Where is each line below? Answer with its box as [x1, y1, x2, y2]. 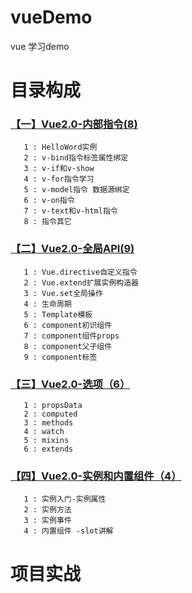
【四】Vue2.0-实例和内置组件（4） [10, 469, 182, 483]
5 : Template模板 [23, 309, 93, 320]
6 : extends [23, 444, 74, 455]
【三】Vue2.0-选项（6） [10, 377, 131, 391]
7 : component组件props [23, 331, 120, 341]
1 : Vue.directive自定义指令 [23, 267, 138, 277]
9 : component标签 [23, 352, 98, 362]
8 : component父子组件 [23, 341, 113, 351]
